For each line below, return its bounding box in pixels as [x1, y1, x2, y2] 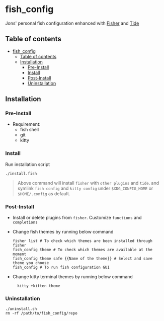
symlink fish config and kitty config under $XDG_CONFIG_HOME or [17, 185, 153, 191]
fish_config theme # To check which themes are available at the [12, 248, 152, 253]
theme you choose [12, 261, 49, 266]
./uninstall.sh [5, 306, 37, 311]
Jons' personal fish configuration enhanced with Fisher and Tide [5, 20, 139, 26]
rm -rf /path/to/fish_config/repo [5, 311, 78, 316]
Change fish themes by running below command [12, 229, 114, 235]
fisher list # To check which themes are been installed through [12, 238, 152, 244]
